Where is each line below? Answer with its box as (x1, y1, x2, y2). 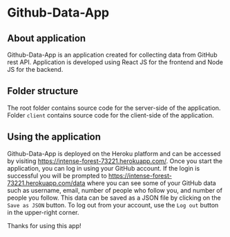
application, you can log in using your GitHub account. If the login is (7, 164, 200, 172)
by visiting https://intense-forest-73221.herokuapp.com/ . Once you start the (7, 157, 223, 165)
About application (7, 32, 86, 44)
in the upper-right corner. (7, 208, 79, 216)
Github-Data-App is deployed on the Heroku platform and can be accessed (7, 149, 221, 158)
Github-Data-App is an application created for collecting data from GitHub (7, 50, 218, 59)
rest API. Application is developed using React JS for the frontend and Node (7, 58, 223, 66)
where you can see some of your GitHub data (86, 178, 216, 187)
